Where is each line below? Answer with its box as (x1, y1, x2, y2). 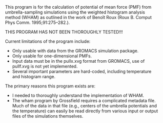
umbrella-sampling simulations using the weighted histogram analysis (5, 9, 145, 15)
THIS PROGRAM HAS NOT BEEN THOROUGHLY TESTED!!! (5, 29, 123, 35)
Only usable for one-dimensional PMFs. (12, 53, 92, 59)
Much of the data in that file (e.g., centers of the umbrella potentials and (12, 103, 157, 108)
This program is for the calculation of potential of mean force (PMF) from (5, 4, 152, 10)
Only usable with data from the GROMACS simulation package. (12, 48, 139, 53)
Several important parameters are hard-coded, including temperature (12, 69, 152, 74)
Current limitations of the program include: (5, 38, 91, 44)
